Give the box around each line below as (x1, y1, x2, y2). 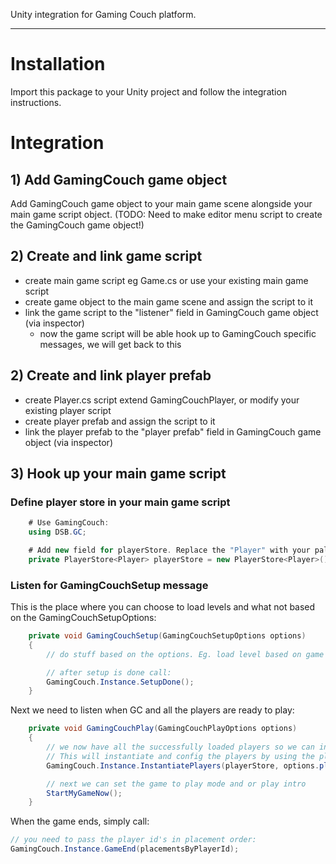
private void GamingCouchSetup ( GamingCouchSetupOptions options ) (28, 631, 307, 641)
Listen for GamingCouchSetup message (10, 578, 209, 592)
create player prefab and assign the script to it (24, 415, 216, 427)
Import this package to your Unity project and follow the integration (10, 85, 288, 98)
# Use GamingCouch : (28, 518, 110, 528)
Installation (10, 53, 106, 76)
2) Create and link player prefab (10, 367, 212, 384)
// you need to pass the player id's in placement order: (10, 835, 257, 845)
